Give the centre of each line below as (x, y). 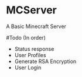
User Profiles (30, 55)
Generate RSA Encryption (45, 61)
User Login (28, 67)
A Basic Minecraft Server (36, 26)
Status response (34, 49)
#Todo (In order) (26, 37)
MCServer (32, 10)
